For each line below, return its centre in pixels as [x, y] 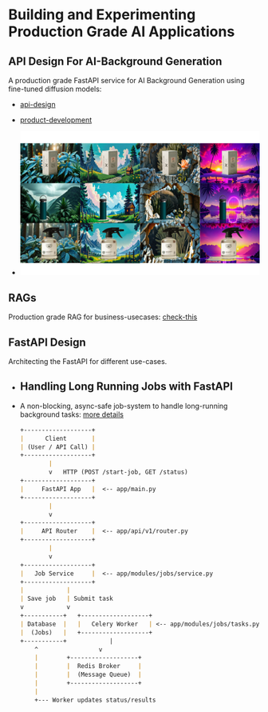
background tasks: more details [71, 414]
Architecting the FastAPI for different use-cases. [88, 362]
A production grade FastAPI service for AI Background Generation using [126, 80]
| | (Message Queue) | [88, 675]
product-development [56, 120]
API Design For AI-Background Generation [115, 61]
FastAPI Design [47, 342]
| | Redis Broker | [88, 666]
